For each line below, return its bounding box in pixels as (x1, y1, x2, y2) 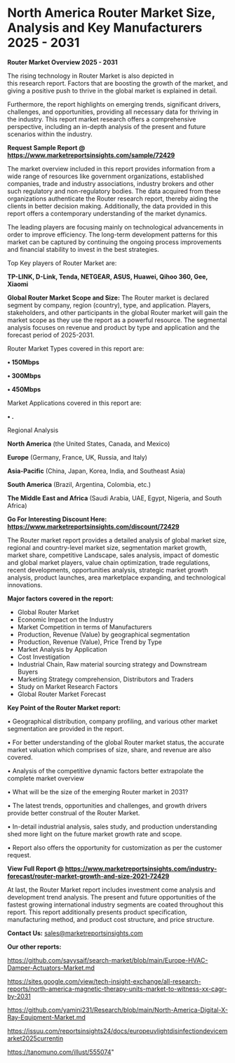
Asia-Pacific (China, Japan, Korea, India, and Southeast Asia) (7, 467, 186, 475)
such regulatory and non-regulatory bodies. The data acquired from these (7, 187, 221, 195)
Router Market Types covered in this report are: (7, 344, 145, 352)
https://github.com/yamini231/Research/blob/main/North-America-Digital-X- (7, 1005, 228, 1014)
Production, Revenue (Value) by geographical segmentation (17, 630, 191, 639)
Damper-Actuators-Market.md (7, 963, 95, 972)
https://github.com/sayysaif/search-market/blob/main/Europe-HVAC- (7, 956, 208, 964)
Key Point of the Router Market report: (7, 703, 121, 711)
